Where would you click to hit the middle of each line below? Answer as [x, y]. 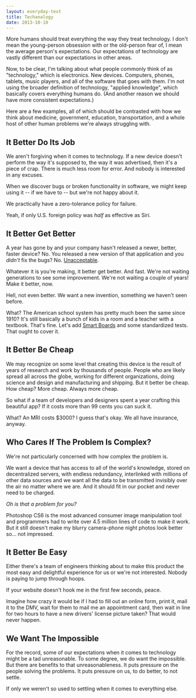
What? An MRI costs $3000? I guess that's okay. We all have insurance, [92, 417]
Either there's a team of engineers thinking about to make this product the [95, 566]
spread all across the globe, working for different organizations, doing [90, 376]
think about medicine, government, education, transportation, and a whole [96, 118]
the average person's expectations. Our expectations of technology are [92, 51]
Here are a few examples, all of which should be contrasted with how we [94, 111]
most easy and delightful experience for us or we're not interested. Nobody [97, 573]
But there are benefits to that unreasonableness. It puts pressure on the [92, 665]
